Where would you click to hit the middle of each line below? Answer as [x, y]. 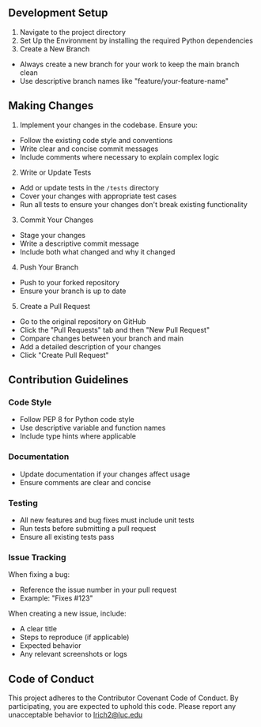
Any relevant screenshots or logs [74, 654]
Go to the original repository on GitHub [83, 321]
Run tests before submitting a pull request [88, 528]
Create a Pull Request [55, 306]
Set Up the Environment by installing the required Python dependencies [136, 40]
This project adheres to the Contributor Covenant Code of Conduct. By [123, 698]
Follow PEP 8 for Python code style [77, 420]
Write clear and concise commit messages [89, 149]
